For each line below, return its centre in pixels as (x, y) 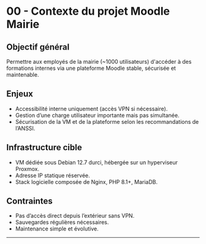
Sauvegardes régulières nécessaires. (62, 223)
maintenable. (23, 74)
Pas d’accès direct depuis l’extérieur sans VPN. (75, 216)
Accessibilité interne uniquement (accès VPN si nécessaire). (91, 109)
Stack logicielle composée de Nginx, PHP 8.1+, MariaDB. (86, 181)
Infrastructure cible (44, 147)
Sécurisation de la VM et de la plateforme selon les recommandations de (107, 121)
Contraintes (30, 201)
